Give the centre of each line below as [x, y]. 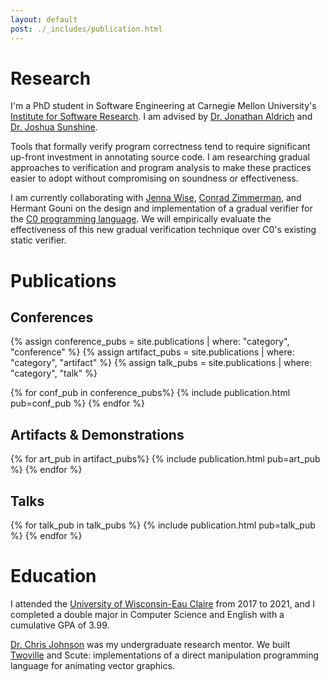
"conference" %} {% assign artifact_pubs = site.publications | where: [152, 352]
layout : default [44, 19]
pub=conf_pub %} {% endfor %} [77, 403]
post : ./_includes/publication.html [86, 29]
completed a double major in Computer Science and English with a [147, 614]
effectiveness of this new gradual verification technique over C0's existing [163, 230]
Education [53, 576]
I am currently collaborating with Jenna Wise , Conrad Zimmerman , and [156, 198]
